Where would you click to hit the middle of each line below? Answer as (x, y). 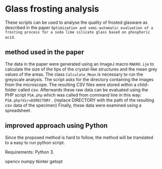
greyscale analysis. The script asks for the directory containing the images (79, 79)
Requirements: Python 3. (29, 152)
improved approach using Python (56, 126)
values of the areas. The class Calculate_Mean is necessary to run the (74, 74)
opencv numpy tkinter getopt (34, 161)
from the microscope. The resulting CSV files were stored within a (71, 84)
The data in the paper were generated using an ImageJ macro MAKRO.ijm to (80, 64)
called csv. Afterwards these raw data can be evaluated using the (83, 90)
